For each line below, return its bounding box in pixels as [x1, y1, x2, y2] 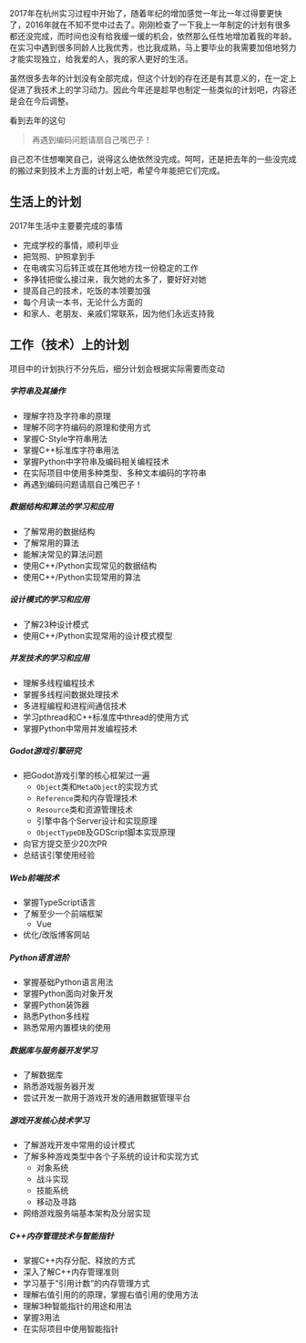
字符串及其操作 [9, 385, 66, 396]
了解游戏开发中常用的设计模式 [22, 1140, 135, 1151]
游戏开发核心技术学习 [9, 1114, 89, 1125]
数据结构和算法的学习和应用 [9, 501, 114, 512]
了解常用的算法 [22, 537, 79, 548]
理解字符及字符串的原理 [22, 410, 111, 421]
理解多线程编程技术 [22, 677, 96, 688]
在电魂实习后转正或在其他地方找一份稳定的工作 [22, 262, 199, 273]
